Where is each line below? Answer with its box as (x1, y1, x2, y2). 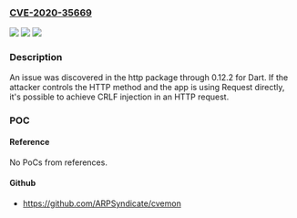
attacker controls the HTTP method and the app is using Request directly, (9, 81, 285, 92)
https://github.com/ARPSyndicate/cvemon (22, 198, 182, 209)
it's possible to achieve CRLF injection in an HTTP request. (9, 91, 230, 102)
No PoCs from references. (9, 157, 108, 168)
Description (9, 51, 63, 64)
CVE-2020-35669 (9, 6, 93, 19)
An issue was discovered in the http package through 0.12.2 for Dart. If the (9, 71, 289, 83)
